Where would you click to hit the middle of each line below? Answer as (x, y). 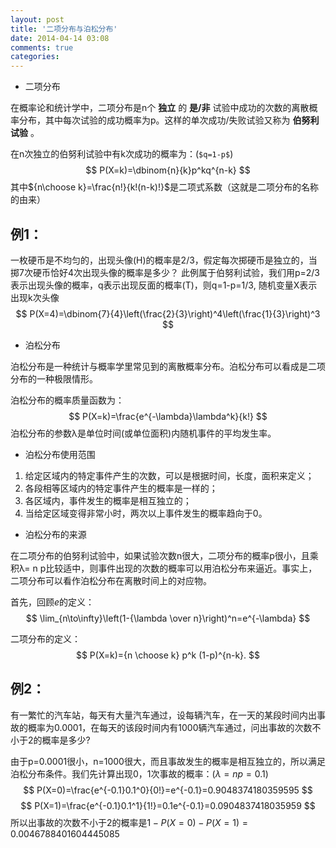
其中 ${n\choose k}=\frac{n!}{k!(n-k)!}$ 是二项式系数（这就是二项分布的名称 (164, 187)
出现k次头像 (35, 297)
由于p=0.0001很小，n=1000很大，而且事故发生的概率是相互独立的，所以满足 (168, 761)
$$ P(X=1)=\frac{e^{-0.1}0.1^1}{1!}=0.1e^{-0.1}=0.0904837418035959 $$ (168, 805)
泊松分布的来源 (55, 534)
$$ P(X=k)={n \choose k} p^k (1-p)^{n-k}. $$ (168, 655)
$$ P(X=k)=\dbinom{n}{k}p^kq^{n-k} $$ (168, 170)
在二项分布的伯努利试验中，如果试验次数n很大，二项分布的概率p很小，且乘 (164, 555)
